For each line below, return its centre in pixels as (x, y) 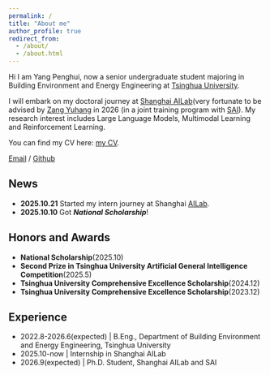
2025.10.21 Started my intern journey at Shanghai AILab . (115, 203)
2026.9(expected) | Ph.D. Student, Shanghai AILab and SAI (118, 363)
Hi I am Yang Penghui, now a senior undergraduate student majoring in (126, 77)
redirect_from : (34, 39)
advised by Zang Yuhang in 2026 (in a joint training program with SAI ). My (132, 110)
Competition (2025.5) (56, 274)
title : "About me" (39, 24)
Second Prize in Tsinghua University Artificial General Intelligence (134, 265)
